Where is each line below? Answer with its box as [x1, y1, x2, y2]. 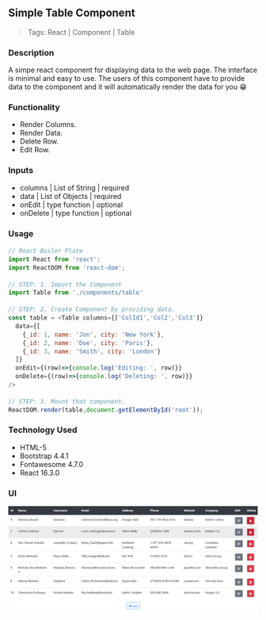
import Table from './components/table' [8, 289, 144, 297]
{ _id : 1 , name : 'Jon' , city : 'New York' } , [22, 331, 165, 339]
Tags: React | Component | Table [27, 27, 135, 36]
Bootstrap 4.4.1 [19, 451, 69, 461]
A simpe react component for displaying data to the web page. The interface [8, 65, 258, 75]
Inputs [8, 165, 34, 176]
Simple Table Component [8, 6, 136, 20]
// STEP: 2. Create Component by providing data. [8, 305, 176, 314]
